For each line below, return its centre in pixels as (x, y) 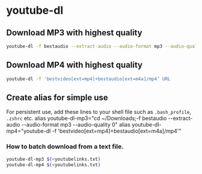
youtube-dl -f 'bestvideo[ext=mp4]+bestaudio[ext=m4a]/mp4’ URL (88, 79)
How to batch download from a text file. (65, 146)
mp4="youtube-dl (29, 131)
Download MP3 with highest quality (74, 33)
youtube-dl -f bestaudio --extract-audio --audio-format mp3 (84, 46)
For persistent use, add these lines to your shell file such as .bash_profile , (99, 112)
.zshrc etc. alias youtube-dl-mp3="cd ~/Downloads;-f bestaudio (87, 118)
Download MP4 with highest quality (75, 65)
